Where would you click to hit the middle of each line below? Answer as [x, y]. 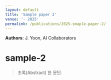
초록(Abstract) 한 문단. [40, 72]
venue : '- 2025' [22, 19]
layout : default [22, 10]
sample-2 [25, 58]
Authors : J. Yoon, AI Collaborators [41, 38]
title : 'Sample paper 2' [31, 14]
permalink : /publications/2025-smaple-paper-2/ [56, 24]
